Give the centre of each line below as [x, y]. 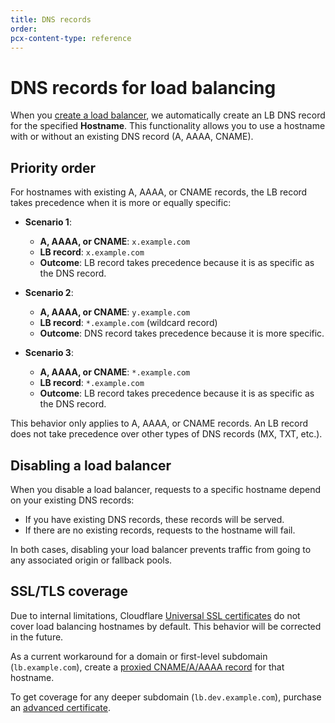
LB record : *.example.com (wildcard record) [128, 323]
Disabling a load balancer [91, 465]
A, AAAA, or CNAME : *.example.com [115, 372]
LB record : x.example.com [92, 252]
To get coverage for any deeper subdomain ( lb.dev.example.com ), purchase [166, 697]
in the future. [37, 637]
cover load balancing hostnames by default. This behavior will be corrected [166, 626]
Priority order [53, 167]
